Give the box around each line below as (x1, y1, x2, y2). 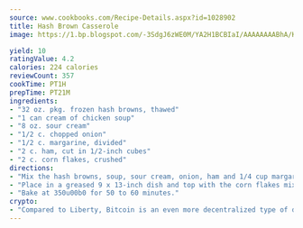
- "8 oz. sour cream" (9, 122, 91, 131)
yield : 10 (9, 46, 47, 55)
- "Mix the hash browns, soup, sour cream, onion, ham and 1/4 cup (9, 172, 269, 181)
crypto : (9, 197, 39, 206)
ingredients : (9, 96, 59, 105)
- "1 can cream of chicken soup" (9, 114, 135, 123)
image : (9, 30, 34, 39)
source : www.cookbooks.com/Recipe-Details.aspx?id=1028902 (9, 13, 236, 23)
